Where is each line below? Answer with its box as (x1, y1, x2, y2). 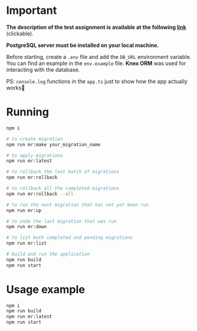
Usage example (6, 282, 85, 296)
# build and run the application (6, 251, 90, 257)
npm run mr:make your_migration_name (6, 141, 101, 147)
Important (6, 4, 57, 17)
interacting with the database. (6, 66, 80, 73)
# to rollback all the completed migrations (6, 185, 120, 191)
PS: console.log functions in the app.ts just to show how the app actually (6, 78, 188, 85)
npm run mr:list (6, 240, 47, 247)
